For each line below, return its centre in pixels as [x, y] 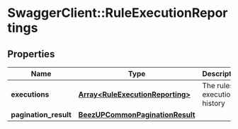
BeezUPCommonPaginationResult [137, 115]
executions [30, 94]
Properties [31, 54]
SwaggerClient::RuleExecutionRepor [118, 13]
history [213, 103]
